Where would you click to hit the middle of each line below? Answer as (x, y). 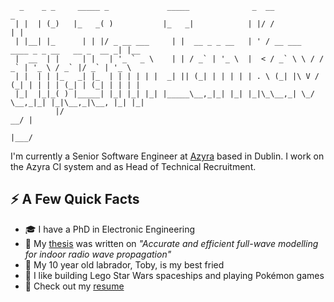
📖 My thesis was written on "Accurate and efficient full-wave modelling (171, 243)
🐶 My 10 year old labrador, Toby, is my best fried (124, 264)
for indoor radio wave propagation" (98, 254)
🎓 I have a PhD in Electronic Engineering (110, 229)
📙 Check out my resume (74, 286)
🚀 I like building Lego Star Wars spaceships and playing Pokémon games (174, 275)
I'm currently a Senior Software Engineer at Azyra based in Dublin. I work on (167, 156)
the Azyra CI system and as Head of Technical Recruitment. (133, 166)
